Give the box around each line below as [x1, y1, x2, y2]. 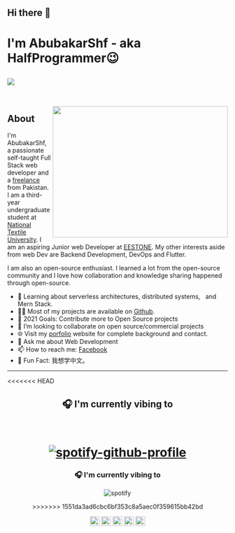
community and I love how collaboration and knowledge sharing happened [7, 271, 222, 280]
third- [26, 191, 43, 200]
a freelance [7, 176, 41, 184]
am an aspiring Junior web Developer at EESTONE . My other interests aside [7, 243, 225, 251]
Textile [7, 228, 27, 237]
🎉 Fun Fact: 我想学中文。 [17, 357, 89, 365]
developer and [7, 169, 49, 177]
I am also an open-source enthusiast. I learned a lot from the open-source [7, 264, 220, 272]
